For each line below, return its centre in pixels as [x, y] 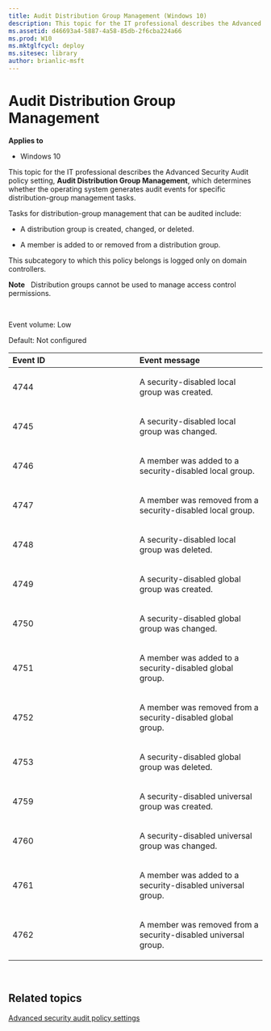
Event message [170, 360]
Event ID [29, 360]
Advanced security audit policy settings [74, 1018]
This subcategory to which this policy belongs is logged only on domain [128, 260]
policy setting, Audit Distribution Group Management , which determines [130, 180]
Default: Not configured [48, 340]
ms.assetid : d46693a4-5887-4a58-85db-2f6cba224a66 [95, 31]
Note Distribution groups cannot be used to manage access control [122, 285]
